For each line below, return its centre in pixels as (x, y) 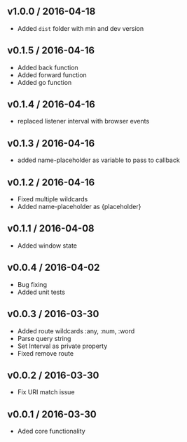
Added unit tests (41, 292)
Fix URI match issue (46, 392)
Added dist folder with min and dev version (81, 28)
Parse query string (44, 338)
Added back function (48, 67)
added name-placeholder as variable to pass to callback (98, 160)
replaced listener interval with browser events (83, 121)
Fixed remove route (46, 353)
